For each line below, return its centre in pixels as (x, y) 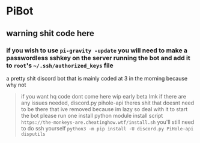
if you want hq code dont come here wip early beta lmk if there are (104, 96)
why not (16, 85)
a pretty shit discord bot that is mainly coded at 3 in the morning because (97, 78)
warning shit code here (50, 33)
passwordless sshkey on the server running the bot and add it (98, 58)
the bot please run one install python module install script (92, 115)
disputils (33, 134)
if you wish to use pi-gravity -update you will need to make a (97, 50)
